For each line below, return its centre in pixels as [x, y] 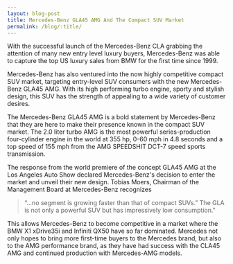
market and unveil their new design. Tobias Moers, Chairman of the [103, 182]
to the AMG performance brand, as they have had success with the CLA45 [114, 246]
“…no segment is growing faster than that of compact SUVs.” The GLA [124, 203]
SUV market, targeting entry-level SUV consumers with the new [98, 82]
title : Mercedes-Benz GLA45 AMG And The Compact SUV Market [96, 20]
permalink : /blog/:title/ [44, 26]
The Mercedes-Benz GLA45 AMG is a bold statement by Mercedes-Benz [112, 117]
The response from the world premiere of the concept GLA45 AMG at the [112, 168]
